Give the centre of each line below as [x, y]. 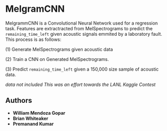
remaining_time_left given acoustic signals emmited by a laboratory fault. [84, 34]
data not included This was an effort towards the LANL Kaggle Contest [80, 84]
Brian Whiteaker [31, 118]
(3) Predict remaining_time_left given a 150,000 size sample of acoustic [82, 69]
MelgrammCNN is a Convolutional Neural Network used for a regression [82, 23]
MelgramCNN [35, 9]
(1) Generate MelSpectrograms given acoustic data [59, 49]
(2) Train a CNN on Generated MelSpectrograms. [57, 59]
